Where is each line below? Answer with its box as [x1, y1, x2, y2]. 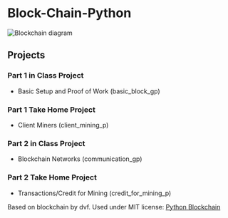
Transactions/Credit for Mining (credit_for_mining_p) [17, 189, 172, 197]
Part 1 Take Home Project [7, 105, 96, 115]
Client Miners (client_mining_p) [17, 120, 109, 129]
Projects [7, 49, 46, 61]
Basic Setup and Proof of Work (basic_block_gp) [17, 87, 160, 95]
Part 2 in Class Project [7, 138, 85, 148]
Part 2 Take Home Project [7, 172, 98, 182]
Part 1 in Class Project [7, 71, 84, 81]
